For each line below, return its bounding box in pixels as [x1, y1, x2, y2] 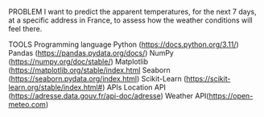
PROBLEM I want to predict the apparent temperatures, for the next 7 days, [8, 7, 257, 16]
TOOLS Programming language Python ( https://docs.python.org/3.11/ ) [8, 40, 239, 49]
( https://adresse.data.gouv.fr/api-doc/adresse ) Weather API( [8, 91, 209, 100]
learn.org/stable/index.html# [8, 82, 103, 92]
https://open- [208, 91, 254, 100]
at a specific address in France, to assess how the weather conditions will [8, 15, 253, 25]
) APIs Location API [101, 82, 167, 92]
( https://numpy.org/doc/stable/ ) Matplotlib [8, 56, 149, 66]
